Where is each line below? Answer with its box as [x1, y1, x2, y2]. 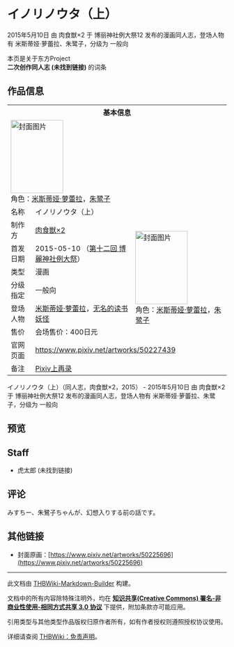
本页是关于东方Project [7, 54, 71, 63]
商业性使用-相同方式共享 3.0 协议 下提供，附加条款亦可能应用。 [7, 602, 189, 611]
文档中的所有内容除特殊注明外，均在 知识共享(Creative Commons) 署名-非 [7, 593, 221, 602]
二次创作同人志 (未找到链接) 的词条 [7, 63, 107, 71]
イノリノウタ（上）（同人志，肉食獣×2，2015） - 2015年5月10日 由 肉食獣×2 [7, 382, 226, 391]
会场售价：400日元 [35, 327, 98, 336]
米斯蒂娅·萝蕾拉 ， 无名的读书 [35, 304, 128, 313]
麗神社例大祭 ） [35, 254, 85, 263]
